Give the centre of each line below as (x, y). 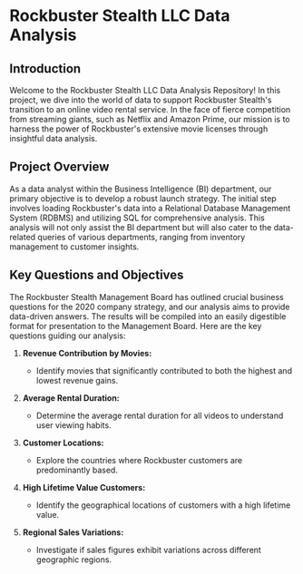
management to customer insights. (74, 247)
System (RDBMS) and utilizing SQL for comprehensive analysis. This (137, 218)
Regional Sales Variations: (73, 532)
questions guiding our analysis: (68, 336)
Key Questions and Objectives (97, 275)
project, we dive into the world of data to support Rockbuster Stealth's (141, 100)
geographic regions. (73, 559)
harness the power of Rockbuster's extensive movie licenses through (139, 129)
